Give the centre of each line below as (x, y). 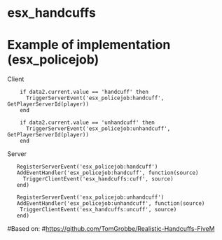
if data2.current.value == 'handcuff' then (84, 92)
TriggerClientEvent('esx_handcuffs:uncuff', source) (98, 210)
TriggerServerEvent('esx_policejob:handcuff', (95, 98)
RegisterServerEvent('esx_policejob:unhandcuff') (90, 197)
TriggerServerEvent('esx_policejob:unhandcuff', (98, 129)
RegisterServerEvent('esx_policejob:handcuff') (87, 167)
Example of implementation (89, 45)
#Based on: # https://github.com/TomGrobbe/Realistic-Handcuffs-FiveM (111, 229)
